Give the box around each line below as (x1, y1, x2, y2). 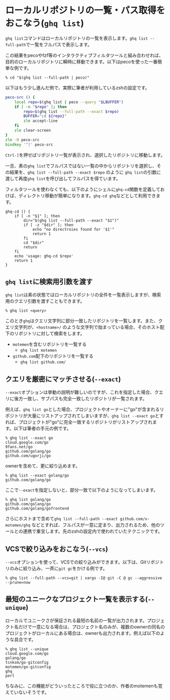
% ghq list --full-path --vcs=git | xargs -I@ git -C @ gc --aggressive (5, 576, 162, 581)
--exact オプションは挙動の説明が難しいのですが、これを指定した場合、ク (5, 389, 159, 395)
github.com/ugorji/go (5, 453, 51, 459)
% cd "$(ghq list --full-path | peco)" (5, 75, 90, 80)
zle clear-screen (14, 128, 51, 133)
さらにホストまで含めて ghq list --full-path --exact (5, 516, 118, 522)
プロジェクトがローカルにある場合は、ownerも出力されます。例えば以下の (5, 630, 160, 636)
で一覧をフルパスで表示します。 (25, 41, 92, 47)
